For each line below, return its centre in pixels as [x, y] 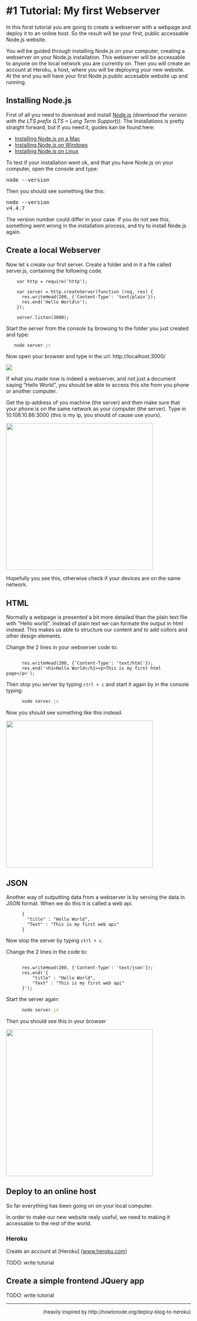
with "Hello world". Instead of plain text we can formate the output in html [95, 624]
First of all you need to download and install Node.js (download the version [96, 114]
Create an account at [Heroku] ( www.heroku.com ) [67, 1251]
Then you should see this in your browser [56, 1021]
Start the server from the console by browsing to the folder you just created [97, 328]
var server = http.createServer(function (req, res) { [85, 292]
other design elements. [34, 636]
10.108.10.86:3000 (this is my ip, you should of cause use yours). [84, 415]
